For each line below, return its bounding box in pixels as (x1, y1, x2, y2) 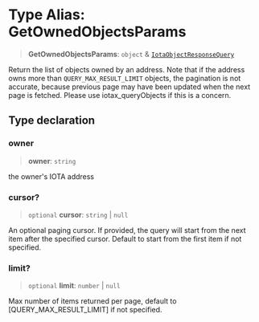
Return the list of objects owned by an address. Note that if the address (8, 64, 245, 74)
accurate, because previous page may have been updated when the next (8, 82, 251, 92)
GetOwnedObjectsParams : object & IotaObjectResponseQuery (27, 49, 235, 59)
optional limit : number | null (27, 281, 121, 291)
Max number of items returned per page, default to (8, 296, 177, 306)
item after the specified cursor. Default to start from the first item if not (8, 234, 242, 243)
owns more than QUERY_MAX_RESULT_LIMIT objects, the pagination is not (8, 73, 241, 83)
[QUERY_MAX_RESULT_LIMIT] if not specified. (8, 305, 162, 315)
